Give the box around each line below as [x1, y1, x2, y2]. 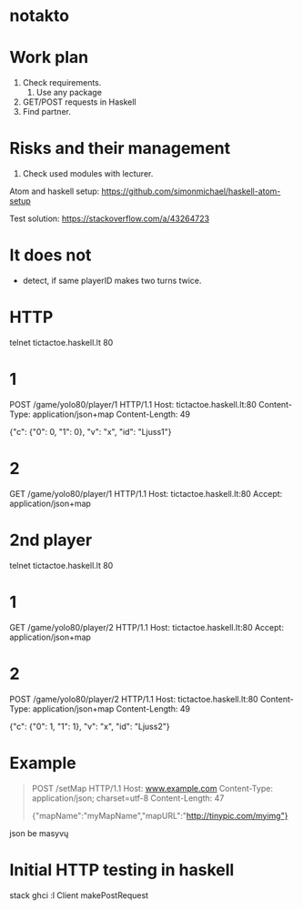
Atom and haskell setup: [9, 186, 100, 197]
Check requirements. [22, 77, 102, 88]
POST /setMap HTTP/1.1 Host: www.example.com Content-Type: [31, 783, 273, 794]
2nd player [9, 530, 93, 551]
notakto [9, 5, 70, 26]
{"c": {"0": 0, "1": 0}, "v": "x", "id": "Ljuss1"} [9, 426, 172, 437]
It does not [9, 245, 92, 266]
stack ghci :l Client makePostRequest [9, 889, 148, 901]
